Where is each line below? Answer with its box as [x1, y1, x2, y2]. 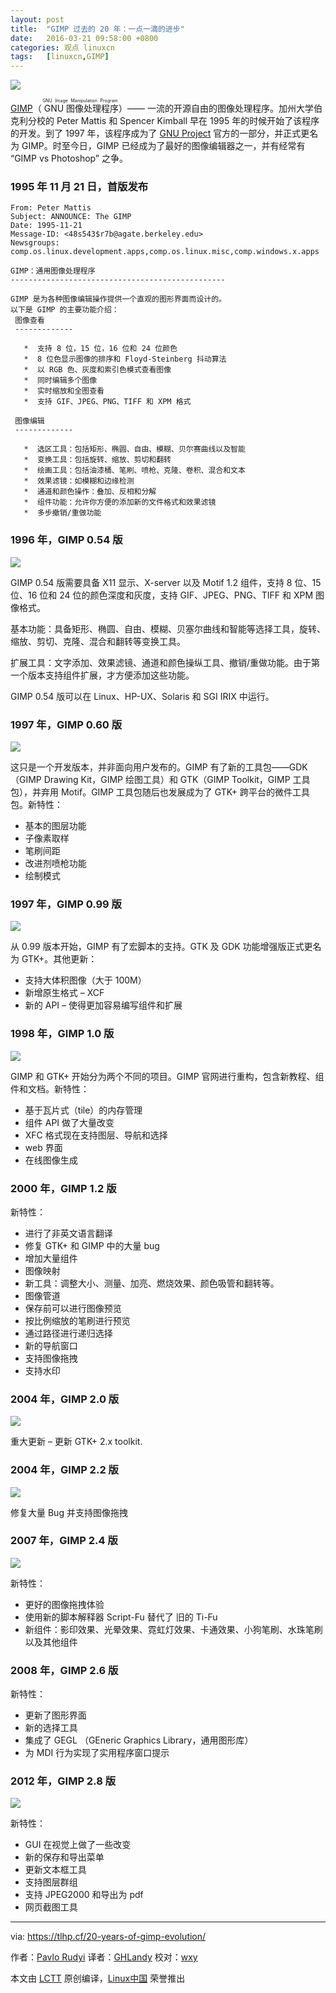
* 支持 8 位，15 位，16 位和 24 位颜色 [23, 344, 178, 354]
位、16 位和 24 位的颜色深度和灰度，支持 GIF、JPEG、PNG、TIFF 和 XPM [10, 589, 314, 601]
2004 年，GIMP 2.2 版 [10, 1463, 119, 1477]
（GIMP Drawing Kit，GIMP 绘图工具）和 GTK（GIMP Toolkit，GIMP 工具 [10, 774, 311, 786]
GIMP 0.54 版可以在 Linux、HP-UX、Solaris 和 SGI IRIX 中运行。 [10, 690, 275, 702]
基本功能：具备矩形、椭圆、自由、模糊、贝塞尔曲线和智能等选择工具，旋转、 [10, 622, 326, 635]
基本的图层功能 [24, 820, 87, 832]
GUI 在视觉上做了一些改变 [24, 1839, 132, 1851]
